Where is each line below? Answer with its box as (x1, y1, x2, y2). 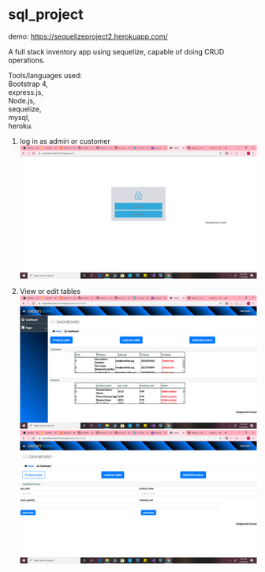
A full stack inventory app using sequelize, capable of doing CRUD (8, 47, 225, 56)
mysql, (8, 112, 30, 122)
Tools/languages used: (8, 70, 83, 80)
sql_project (8, 6, 84, 24)
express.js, (8, 87, 43, 96)
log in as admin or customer (19, 136, 110, 145)
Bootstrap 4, (8, 79, 49, 88)
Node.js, (8, 96, 35, 105)
